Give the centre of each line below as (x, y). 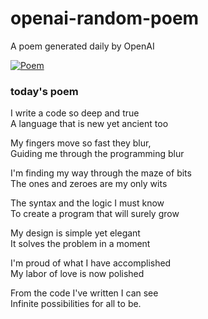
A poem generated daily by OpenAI (82, 46)
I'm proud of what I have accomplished (91, 263)
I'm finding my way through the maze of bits (101, 173)
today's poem (44, 91)
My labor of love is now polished (77, 274)
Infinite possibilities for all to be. (76, 304)
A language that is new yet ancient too (89, 124)
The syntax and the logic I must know (87, 203)
